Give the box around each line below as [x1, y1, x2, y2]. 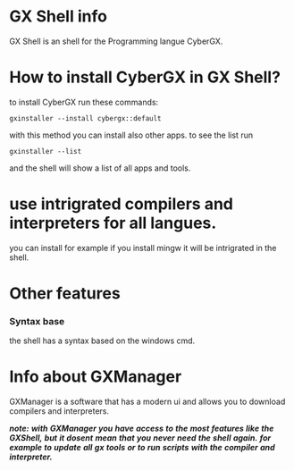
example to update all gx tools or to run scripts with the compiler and [9, 442, 275, 453]
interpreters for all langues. [9, 213, 217, 233]
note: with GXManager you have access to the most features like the [9, 423, 274, 434]
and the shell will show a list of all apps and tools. [9, 163, 191, 173]
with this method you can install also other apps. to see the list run [9, 130, 253, 140]
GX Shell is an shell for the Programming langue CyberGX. [9, 36, 223, 46]
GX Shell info [9, 6, 107, 27]
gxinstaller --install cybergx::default [9, 114, 163, 122]
